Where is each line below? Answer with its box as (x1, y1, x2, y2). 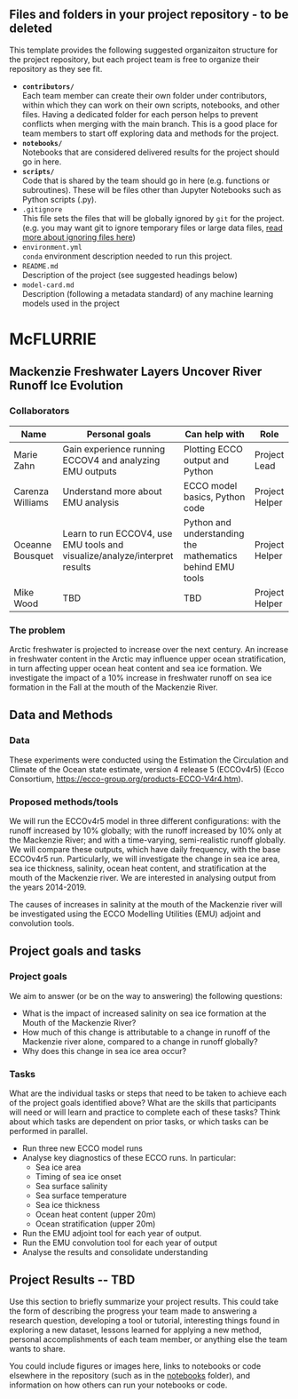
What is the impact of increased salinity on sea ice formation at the (21, 1008, 267, 1019)
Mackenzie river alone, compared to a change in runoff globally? (21, 1035, 259, 1047)
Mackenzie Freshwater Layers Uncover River (9, 364, 263, 380)
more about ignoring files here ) (21, 231, 136, 243)
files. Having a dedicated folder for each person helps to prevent (21, 108, 259, 119)
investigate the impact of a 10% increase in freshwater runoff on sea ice (9, 672, 272, 683)
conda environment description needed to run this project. (21, 251, 233, 261)
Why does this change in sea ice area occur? (21, 1045, 187, 1056)
